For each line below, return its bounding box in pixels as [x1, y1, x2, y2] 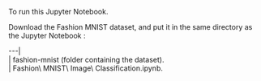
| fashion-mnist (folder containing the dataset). [8, 55, 165, 64]
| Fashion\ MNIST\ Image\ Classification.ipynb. [8, 63, 164, 73]
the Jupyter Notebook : [8, 31, 86, 40]
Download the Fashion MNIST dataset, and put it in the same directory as [8, 22, 253, 31]
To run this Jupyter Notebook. [8, 7, 109, 16]
